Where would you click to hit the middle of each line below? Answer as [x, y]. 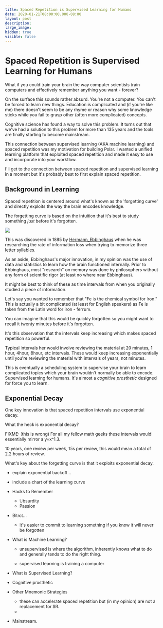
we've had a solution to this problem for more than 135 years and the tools [79, 129]
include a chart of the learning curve [49, 482]
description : [18, 23]
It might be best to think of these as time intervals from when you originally [80, 284]
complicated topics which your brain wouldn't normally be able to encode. [80, 372]
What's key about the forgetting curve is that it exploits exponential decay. [80, 463]
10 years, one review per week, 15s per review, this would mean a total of [78, 449]
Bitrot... [19, 516]
